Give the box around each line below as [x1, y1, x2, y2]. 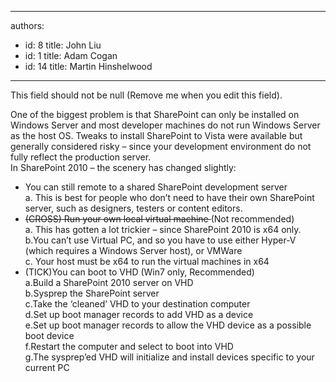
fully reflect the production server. [10, 151, 152, 163]
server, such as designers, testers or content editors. [24, 202, 243, 214]
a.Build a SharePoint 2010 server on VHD [24, 277, 194, 288]
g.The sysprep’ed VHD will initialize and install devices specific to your [24, 351, 315, 363]
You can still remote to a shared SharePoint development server [24, 181, 288, 193]
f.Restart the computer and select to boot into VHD [24, 341, 234, 352]
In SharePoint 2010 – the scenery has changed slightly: [10, 162, 237, 173]
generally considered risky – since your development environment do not [10, 141, 312, 152]
